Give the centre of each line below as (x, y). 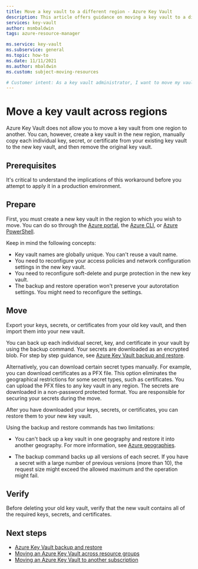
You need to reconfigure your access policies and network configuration (103, 260)
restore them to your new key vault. (49, 416)
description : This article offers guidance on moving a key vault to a (96, 17)
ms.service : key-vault (34, 44)
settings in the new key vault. (50, 267)
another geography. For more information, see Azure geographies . (95, 445)
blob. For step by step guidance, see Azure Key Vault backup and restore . (95, 355)
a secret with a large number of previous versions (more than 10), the (98, 463)
